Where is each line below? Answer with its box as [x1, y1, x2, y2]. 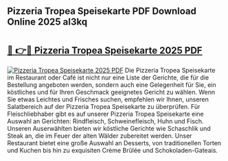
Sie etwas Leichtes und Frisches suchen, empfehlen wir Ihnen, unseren [7, 95, 209, 103]
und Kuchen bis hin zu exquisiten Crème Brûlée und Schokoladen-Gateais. [7, 147, 218, 154]
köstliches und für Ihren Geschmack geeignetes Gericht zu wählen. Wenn [7, 88, 216, 96]
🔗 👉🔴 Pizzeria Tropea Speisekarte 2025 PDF [7, 45, 203, 56]
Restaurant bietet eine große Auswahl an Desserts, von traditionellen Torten [7, 139, 222, 147]
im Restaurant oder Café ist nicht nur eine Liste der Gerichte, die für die [7, 73, 209, 82]
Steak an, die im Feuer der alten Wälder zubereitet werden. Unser [7, 132, 192, 140]
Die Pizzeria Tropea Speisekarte [124, 66, 216, 74]
